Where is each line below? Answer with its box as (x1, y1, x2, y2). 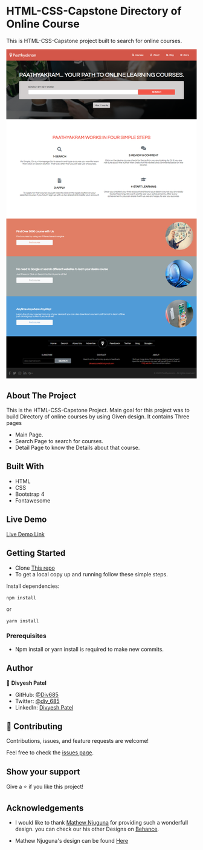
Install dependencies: (6, 582, 60, 590)
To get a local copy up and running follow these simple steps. (14, 570, 168, 578)
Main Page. (14, 431, 43, 438)
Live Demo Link (6, 530, 45, 538)
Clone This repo (14, 564, 56, 572)
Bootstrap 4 (14, 490, 45, 498)
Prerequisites (6, 631, 47, 640)
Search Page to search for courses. (14, 438, 104, 445)
